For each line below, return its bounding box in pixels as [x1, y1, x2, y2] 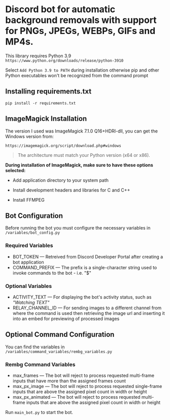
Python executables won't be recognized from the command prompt [5, 72, 149, 78]
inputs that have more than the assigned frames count [12, 378, 126, 384]
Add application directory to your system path [12, 177, 109, 183]
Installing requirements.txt [5, 87, 92, 96]
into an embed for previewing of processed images [12, 315, 120, 321]
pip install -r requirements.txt [5, 101, 76, 106]
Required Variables [5, 242, 53, 249]
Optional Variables [5, 282, 52, 289]
